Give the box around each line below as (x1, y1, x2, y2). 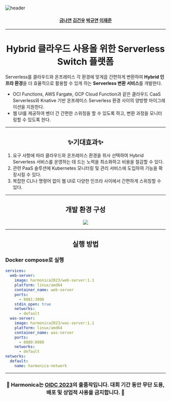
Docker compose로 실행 (5, 256, 64, 264)
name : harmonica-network (14, 363, 67, 368)
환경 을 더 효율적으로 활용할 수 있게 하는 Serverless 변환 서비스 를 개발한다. (14, 80, 162, 86)
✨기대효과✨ (68, 138, 103, 147)
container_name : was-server (14, 330, 74, 335)
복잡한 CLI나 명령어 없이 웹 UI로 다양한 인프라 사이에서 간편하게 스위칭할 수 (12, 178, 161, 184)
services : (5, 268, 26, 273)
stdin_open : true (14, 301, 51, 306)
